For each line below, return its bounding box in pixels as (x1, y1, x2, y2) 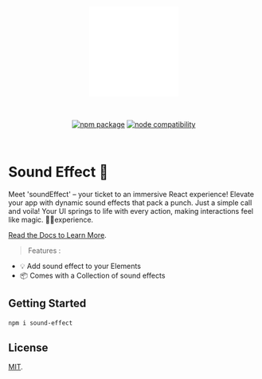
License (8, 341, 49, 355)
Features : (27, 246, 61, 255)
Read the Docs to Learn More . (8, 230, 108, 239)
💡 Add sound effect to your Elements (19, 261, 142, 270)
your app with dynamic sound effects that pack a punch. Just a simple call (8, 198, 252, 207)
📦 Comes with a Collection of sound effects (19, 270, 166, 280)
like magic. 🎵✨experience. (8, 215, 94, 224)
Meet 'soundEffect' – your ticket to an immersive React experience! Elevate (8, 189, 255, 199)
